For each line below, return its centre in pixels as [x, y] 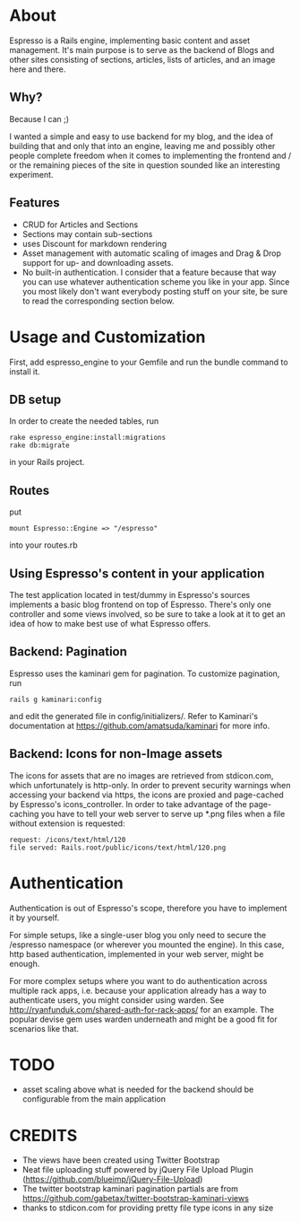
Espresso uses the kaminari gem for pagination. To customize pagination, [145, 673]
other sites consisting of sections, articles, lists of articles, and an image [142, 59]
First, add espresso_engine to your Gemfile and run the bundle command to [149, 362]
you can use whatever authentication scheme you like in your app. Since [156, 281]
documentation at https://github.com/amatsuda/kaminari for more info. [140, 725]
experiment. [31, 174]
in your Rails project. [47, 462]
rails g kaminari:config [56, 699]
